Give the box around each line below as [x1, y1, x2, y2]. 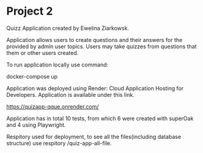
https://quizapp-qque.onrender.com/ [6, 102, 99, 110]
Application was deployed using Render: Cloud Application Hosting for [6, 84, 184, 92]
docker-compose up [6, 73, 58, 80]
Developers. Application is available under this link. [6, 91, 135, 98]
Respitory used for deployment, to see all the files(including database [6, 133, 182, 140]
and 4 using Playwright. [6, 121, 66, 129]
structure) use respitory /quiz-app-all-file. [6, 139, 112, 147]
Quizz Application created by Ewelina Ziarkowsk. [6, 24, 130, 32]
